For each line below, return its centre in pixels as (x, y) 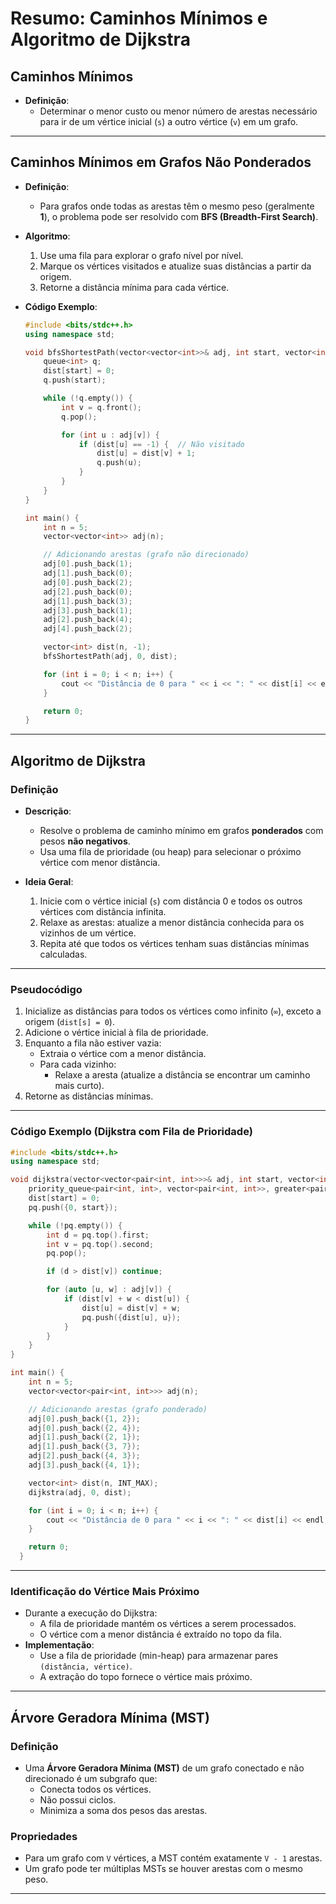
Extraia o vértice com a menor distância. (123, 1054)
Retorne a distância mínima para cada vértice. (134, 287)
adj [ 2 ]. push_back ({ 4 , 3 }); (84, 1456)
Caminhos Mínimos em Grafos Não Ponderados (161, 162)
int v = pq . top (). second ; (100, 1244)
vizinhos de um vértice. (88, 933)
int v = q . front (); (101, 407)
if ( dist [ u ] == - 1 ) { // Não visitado (161, 444)
